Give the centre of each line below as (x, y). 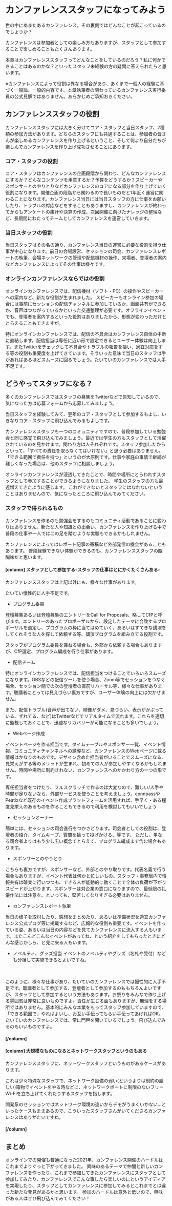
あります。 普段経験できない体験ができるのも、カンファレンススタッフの (82, 550)
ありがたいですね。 (43, 1117)
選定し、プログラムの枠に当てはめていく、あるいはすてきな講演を (97, 627)
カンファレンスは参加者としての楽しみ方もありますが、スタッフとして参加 (84, 42)
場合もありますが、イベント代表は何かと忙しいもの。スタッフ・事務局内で (84, 876)
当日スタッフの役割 (29, 232)
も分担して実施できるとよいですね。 (51, 960)
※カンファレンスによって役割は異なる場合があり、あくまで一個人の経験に (83, 83)
